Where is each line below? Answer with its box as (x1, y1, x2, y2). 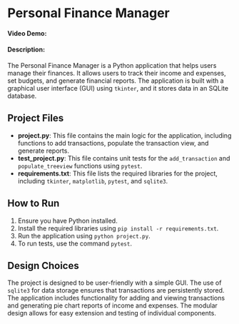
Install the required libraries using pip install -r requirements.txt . (17, 223, 219, 233)
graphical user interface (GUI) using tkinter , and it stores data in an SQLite (7, 83, 229, 92)
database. (7, 91, 37, 100)
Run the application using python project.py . (17, 231, 151, 240)
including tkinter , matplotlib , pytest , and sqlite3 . (17, 176, 168, 185)
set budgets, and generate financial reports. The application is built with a (7, 76, 224, 85)
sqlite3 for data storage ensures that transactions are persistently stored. (7, 286, 225, 295)
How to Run (7, 198, 60, 210)
